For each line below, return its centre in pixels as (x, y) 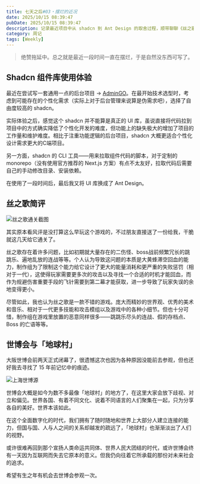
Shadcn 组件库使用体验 (49, 78)
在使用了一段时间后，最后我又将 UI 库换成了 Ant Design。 (77, 183)
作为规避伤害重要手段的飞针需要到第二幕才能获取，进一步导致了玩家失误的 (97, 282)
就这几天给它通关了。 (32, 239)
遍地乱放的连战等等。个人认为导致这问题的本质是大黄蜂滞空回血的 (102, 259)
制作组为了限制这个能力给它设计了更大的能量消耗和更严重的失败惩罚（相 (105, 267)
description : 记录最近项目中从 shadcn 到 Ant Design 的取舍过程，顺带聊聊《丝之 (99, 28)
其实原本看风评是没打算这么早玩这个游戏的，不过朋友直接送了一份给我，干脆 (100, 232)
